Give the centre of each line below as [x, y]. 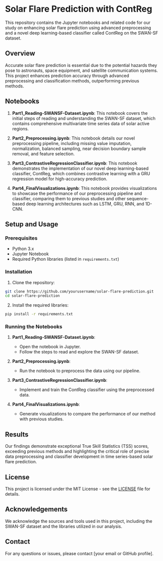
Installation [19, 272]
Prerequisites [21, 238]
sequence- [138, 198]
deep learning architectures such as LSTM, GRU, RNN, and [85, 204]
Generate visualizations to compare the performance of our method [87, 414]
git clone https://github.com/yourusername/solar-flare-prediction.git [79, 291]
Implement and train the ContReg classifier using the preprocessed [87, 390]
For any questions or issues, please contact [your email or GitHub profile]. [79, 553]
